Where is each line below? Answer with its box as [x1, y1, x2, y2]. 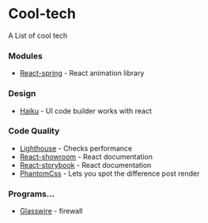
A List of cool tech [8, 31, 68, 40]
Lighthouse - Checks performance [19, 143, 133, 153]
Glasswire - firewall [19, 206, 83, 216]
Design [8, 88, 36, 99]
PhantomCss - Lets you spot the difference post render [19, 169, 200, 178]
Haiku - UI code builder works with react [19, 106, 153, 115]
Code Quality [8, 125, 60, 136]
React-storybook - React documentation [19, 160, 152, 169]
